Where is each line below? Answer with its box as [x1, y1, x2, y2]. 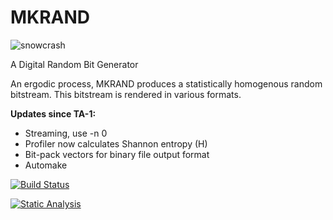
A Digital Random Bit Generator [10, 58, 139, 70]
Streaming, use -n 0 [24, 127, 108, 139]
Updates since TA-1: [10, 107, 97, 120]
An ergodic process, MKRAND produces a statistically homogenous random [10, 77, 323, 90]
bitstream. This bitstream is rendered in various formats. [10, 88, 242, 100]
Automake [24, 159, 68, 171]
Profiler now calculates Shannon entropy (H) [24, 137, 208, 150]
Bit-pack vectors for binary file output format [24, 148, 210, 160]
